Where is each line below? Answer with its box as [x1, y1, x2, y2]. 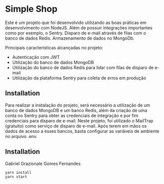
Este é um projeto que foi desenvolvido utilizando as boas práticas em [5, 20, 147, 25]
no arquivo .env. [5, 133, 38, 139]
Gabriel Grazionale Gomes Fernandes [5, 161, 81, 166]
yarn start [5, 175, 27, 180]
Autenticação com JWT [12, 54, 60, 60]
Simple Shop [5, 3, 58, 15]
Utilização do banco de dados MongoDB [12, 59, 94, 65]
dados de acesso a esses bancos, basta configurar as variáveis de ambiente [5, 128, 160, 134]
